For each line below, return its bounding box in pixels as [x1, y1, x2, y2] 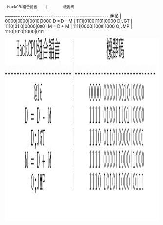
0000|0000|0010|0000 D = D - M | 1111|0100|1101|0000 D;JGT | [5, 19, 133, 24]
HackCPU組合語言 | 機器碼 [7, 4, 75, 9]
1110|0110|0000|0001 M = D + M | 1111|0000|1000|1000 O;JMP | [5, 23, 133, 29]
